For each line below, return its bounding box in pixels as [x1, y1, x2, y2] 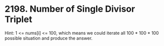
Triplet [4, 14, 33, 25]
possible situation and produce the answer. [4, 35, 93, 41]
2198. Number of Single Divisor [4, 3, 135, 15]
